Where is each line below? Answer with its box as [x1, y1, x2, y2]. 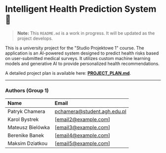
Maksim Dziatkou [7, 140, 48, 147]
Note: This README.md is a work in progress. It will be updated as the [17, 30, 155, 36]
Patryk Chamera [7, 108, 45, 115]
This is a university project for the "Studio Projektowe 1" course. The [5, 45, 144, 51]
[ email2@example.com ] [54, 116, 110, 123]
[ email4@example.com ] [54, 132, 110, 139]
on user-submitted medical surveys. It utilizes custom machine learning [5, 55, 151, 61]
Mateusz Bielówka [7, 124, 50, 131]
